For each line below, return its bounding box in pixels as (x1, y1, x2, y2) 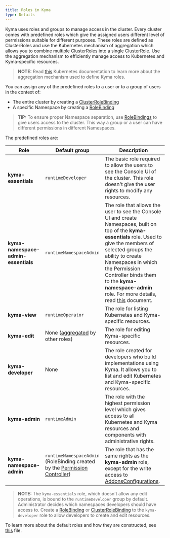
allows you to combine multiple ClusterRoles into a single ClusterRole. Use (5, 48, 160, 54)
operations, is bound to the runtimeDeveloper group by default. (17, 496, 148, 502)
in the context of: (5, 89, 41, 95)
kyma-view (8, 311, 37, 318)
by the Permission (45, 464, 88, 471)
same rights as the (104, 452, 149, 459)
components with (104, 431, 146, 438)
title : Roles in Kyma (5, 7, 51, 13)
